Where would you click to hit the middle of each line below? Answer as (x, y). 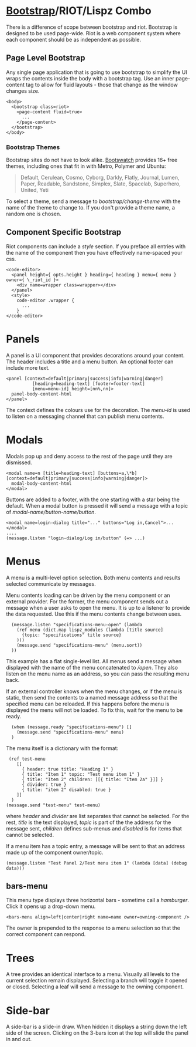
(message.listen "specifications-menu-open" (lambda (77, 624)
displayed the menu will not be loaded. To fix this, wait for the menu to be (94, 710)
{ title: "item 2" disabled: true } (66, 790)
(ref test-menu (27, 759)
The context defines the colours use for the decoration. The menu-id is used (98, 410)
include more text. (28, 367)
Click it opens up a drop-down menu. (51, 906)
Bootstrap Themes (33, 147)
